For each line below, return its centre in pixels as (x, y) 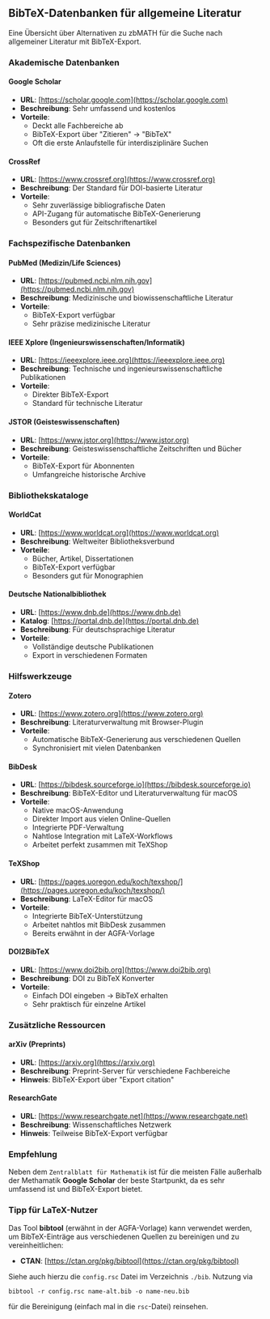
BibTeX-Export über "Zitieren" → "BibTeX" (102, 134)
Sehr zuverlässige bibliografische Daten (99, 205)
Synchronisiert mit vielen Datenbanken (97, 748)
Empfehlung (33, 1154)
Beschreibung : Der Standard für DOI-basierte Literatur (112, 188)
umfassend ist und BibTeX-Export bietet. (76, 1189)
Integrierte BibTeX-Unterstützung (87, 916)
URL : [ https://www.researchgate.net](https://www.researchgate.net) (134, 1116)
